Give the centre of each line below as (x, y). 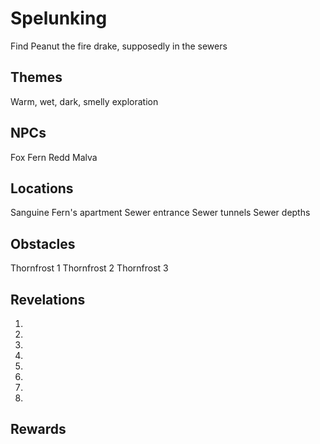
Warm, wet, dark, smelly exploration (84, 101)
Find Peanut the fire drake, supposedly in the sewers (119, 46)
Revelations (48, 299)
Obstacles (43, 243)
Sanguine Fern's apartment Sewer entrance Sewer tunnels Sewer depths (160, 213)
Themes (36, 77)
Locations (42, 188)
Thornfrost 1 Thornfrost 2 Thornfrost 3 (89, 268)
